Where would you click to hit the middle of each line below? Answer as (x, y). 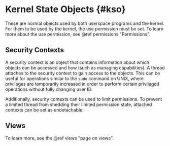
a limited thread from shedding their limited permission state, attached (79, 104)
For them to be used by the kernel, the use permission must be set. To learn (84, 28)
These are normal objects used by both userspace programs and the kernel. (85, 23)
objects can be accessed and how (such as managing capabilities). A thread (85, 67)
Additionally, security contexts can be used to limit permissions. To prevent (84, 99)
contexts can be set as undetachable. (44, 109)
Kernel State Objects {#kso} (65, 9)
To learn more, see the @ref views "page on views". (60, 138)
